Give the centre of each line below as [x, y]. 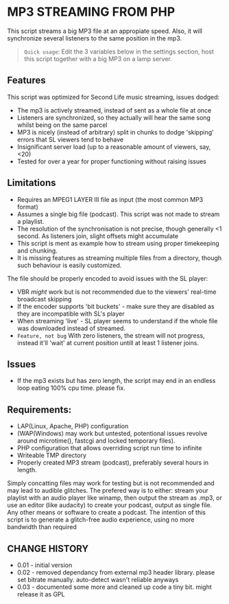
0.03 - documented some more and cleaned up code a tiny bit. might [114, 587]
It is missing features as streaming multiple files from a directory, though [119, 257]
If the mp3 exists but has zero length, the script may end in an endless [116, 381]
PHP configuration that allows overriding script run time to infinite [109, 448]
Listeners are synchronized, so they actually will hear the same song [114, 117]
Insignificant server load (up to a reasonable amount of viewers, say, [114, 147]
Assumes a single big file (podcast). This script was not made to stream [118, 214]
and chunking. [37, 251]
